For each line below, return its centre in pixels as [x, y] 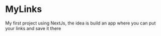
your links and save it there [33, 28]
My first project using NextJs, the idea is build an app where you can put [80, 23]
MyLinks [24, 9]
